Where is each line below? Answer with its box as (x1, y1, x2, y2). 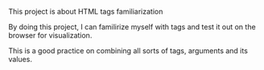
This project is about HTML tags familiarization (8, 7, 163, 16)
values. (8, 55, 32, 64)
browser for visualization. (8, 31, 93, 40)
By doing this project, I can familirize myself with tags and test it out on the (8, 22, 256, 31)
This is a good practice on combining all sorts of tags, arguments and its (8, 46, 248, 55)
